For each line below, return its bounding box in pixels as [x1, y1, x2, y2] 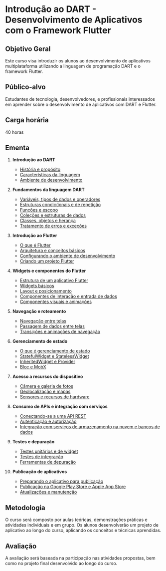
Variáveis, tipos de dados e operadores [19, 196, 101, 203]
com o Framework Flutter [5, 25, 111, 36]
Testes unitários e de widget [19, 448, 78, 455]
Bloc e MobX [19, 364, 46, 370]
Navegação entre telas [19, 318, 66, 324]
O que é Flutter [19, 242, 51, 248]
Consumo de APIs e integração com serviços [12, 403, 108, 410]
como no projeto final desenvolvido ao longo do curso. [5, 561, 118, 567]
